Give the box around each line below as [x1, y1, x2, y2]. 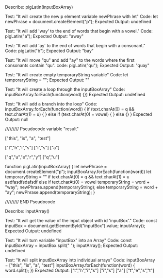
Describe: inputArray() [5, 208, 50, 214]
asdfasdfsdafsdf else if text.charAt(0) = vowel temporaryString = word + [5, 179, 150, 185]
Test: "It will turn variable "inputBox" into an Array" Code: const [5, 238, 132, 243]
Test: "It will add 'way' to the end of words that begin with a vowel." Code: [5, 28, 153, 34]
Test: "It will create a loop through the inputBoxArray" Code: [5, 87, 125, 92]
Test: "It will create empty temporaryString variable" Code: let [5, 72, 129, 77]
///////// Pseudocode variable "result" [5, 126, 79, 132]
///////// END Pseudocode [5, 199, 56, 205]
